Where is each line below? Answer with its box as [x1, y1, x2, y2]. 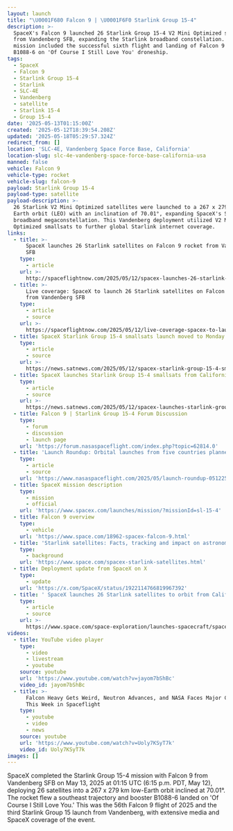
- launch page [25, 436, 67, 443]
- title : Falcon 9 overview [13, 514, 95, 521]
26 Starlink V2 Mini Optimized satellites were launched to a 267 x [13, 204, 216, 211]
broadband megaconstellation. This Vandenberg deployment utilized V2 [13, 217, 222, 224]
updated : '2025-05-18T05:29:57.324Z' [7, 133, 116, 140]
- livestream [25, 655, 64, 663]
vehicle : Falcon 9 [7, 165, 60, 172]
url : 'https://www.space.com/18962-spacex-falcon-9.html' [19, 532, 191, 540]
